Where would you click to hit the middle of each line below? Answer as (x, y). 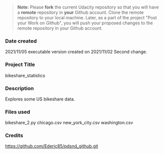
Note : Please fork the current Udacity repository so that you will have (88, 7)
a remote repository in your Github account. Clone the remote (81, 12)
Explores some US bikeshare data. (40, 99)
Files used (18, 112)
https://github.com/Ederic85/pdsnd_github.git (52, 146)
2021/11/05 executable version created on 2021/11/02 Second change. (76, 52)
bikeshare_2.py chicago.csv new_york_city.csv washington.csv (69, 123)
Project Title (20, 65)
